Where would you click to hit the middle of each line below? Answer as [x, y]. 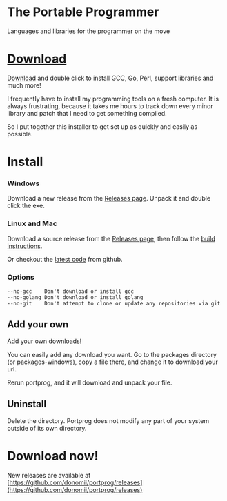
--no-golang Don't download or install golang [75, 297]
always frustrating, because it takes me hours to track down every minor [110, 106]
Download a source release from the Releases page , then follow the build [111, 238]
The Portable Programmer [83, 12]
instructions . [25, 246]
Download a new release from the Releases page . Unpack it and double [109, 198]
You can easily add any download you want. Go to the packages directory [112, 354]
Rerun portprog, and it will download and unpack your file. [90, 382]
